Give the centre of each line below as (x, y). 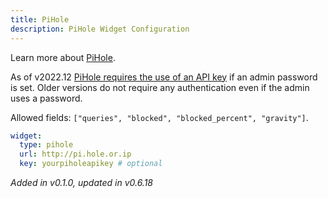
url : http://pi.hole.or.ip (75, 154)
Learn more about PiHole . (63, 57)
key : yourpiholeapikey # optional (91, 164)
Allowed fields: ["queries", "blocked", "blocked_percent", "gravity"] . (159, 117)
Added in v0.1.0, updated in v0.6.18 (82, 182)
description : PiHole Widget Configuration (100, 29)
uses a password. (46, 98)
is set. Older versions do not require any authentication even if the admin (160, 87)
